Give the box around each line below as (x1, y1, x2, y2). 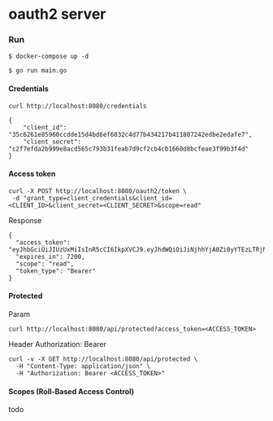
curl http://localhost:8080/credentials (8, 102, 148, 110)
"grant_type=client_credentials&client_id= (23, 194, 173, 202)
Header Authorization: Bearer (8, 340, 107, 349)
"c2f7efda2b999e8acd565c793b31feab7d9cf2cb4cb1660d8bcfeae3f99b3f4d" (8, 144, 249, 153)
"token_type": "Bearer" (15, 266, 96, 275)
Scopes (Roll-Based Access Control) (8, 386, 135, 396)
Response (8, 215, 42, 225)
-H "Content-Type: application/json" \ (15, 362, 151, 371)
